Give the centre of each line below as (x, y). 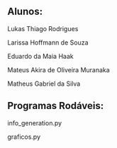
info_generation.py (35, 123)
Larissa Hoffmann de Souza (48, 42)
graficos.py (24, 137)
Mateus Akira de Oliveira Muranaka (58, 69)
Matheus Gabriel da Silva (44, 84)
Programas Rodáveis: (56, 106)
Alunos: (25, 12)
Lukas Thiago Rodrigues (43, 28)
